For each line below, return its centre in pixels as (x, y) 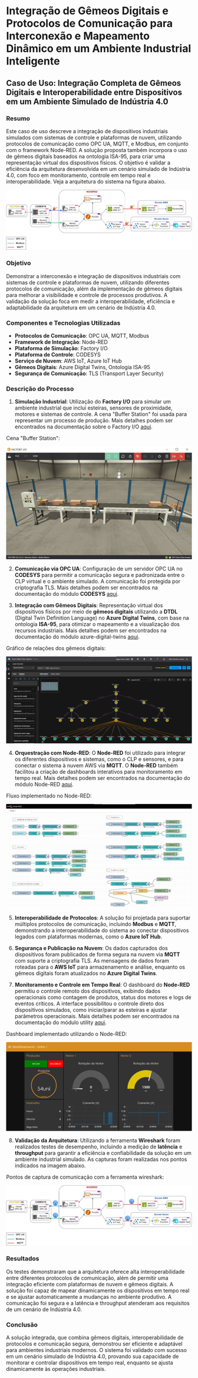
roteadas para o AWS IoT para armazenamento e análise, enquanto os (100, 967)
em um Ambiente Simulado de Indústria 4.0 (87, 101)
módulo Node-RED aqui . (44, 784)
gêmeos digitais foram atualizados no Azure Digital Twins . (86, 973)
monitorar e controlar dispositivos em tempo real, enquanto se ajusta (90, 1363)
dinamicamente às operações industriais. (56, 1369)
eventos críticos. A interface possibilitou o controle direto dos (89, 1003)
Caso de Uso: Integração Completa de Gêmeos (94, 83)
